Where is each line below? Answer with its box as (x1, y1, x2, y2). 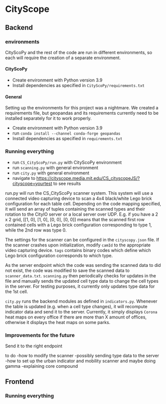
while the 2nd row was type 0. (5, 227, 67, 233)
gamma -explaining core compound (5, 363, 78, 369)
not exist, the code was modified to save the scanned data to (5, 267, 130, 273)
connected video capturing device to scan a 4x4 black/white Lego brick (5, 195, 152, 201)
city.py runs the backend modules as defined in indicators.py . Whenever (5, 298, 158, 304)
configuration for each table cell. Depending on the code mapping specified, (5, 200, 162, 207)
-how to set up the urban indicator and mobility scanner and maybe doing (5, 358, 156, 364)
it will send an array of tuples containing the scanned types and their (5, 206, 145, 212)
